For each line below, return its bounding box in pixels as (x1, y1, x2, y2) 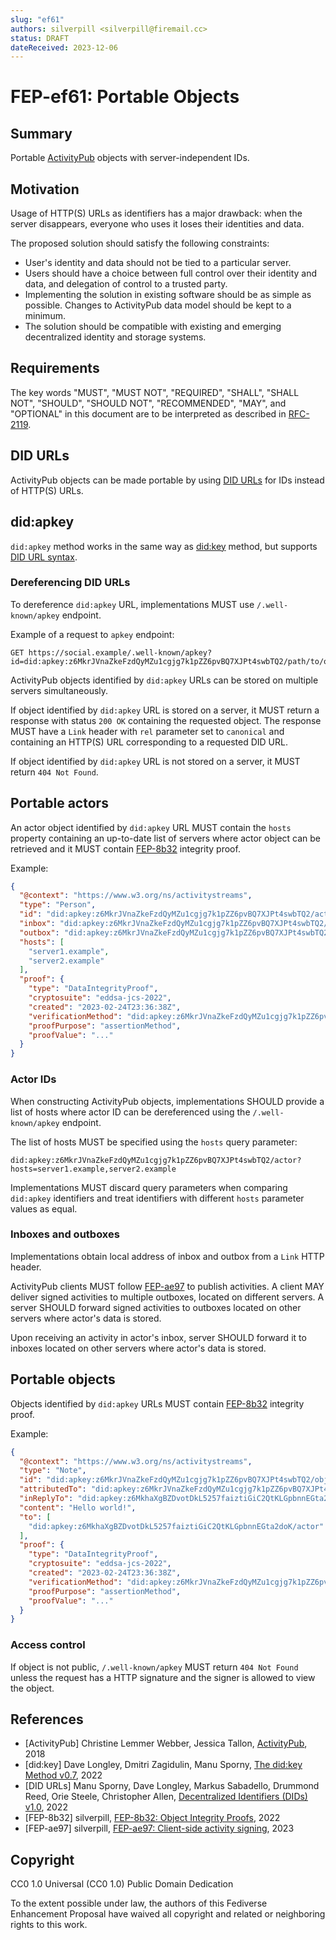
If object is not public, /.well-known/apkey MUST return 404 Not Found (10, 1661, 299, 1673)
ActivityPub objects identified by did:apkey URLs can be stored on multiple (10, 674, 319, 686)
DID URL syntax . (10, 551, 78, 563)
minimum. (24, 310, 66, 322)
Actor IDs (10, 1072, 57, 1086)
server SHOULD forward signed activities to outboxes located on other (10, 1301, 302, 1313)
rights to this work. (10, 1919, 88, 1931)
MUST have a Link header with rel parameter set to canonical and (10, 725, 285, 737)
